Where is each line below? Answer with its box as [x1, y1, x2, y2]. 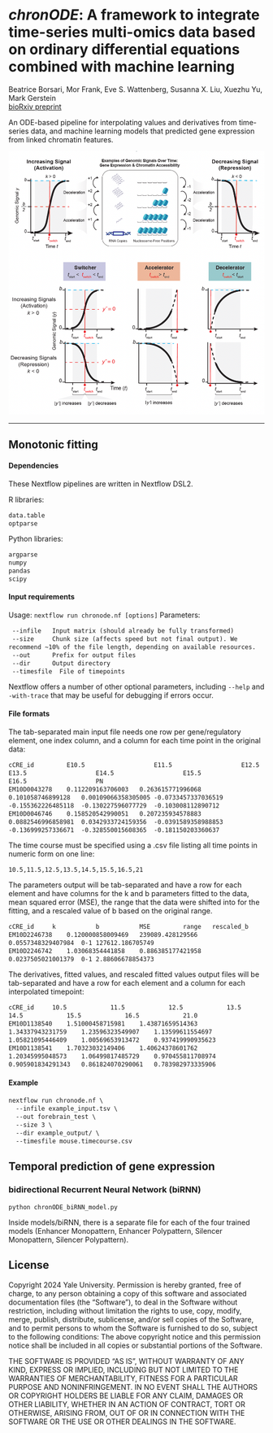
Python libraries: [8, 534, 63, 543]
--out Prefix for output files [11, 651, 136, 660]
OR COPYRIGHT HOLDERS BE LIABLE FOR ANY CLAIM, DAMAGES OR [8, 1391, 244, 1400]
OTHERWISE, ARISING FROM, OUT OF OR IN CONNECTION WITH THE [8, 1408, 245, 1418]
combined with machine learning [8, 58, 236, 76]
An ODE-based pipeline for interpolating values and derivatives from [8, 117, 237, 127]
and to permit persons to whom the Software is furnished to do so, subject [8, 1323, 258, 1333]
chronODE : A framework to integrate [8, 6, 260, 24]
